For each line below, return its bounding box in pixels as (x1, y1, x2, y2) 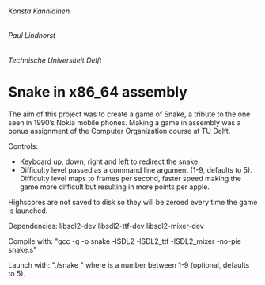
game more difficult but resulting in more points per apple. (19, 182, 210, 192)
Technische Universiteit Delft (8, 55, 102, 65)
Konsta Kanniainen (8, 6, 70, 16)
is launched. (8, 206, 48, 215)
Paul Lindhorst (8, 31, 56, 40)
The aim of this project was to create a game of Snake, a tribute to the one (8, 109, 251, 119)
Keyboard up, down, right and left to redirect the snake (19, 157, 199, 166)
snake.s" (8, 245, 37, 254)
